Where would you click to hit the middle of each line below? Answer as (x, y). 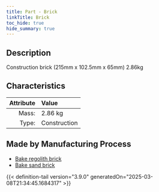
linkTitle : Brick (28, 17)
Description (28, 52)
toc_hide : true (25, 23)
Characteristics (36, 86)
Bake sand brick (35, 165)
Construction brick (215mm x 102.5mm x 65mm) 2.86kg (75, 67)
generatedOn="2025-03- (122, 176)
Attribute (22, 103)
